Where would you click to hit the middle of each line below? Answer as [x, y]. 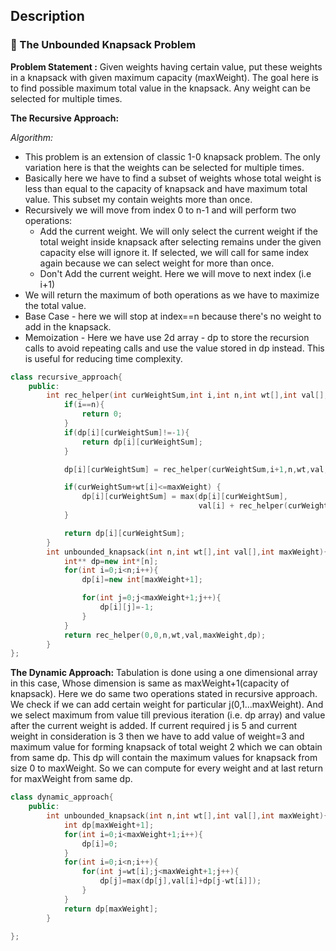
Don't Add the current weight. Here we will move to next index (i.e [175, 273]
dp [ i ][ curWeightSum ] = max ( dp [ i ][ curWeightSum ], [184, 497]
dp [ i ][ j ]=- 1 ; [127, 607]
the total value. [55, 305]
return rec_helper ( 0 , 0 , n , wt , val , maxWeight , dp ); [165, 635]
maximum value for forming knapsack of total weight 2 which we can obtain [166, 747]
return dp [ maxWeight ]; [111, 909]
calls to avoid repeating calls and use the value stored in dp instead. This [174, 348]
